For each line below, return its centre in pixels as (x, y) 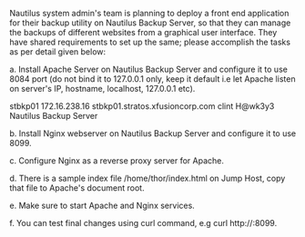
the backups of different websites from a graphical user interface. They (143, 32)
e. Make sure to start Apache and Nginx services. (102, 205)
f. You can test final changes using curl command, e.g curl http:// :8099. (143, 223)
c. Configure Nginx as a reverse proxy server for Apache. (117, 161)
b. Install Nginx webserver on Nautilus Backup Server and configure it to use (153, 133)
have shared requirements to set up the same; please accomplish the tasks (150, 42)
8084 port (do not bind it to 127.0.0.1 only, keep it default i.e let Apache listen (152, 79)
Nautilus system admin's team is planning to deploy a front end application (149, 13)
